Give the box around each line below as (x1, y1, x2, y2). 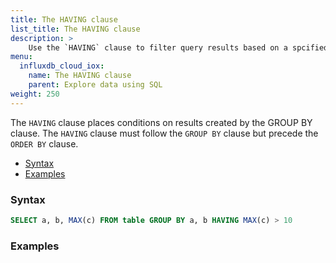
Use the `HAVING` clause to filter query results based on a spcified (28, 42, 329, 53)
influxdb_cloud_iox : (19, 61, 105, 71)
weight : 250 (10, 89, 60, 99)
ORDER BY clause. (10, 137, 79, 150)
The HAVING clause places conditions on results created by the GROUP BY (10, 116, 313, 128)
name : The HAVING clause (28, 71, 132, 81)
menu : (10, 52, 33, 62)
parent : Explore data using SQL (28, 80, 163, 90)
